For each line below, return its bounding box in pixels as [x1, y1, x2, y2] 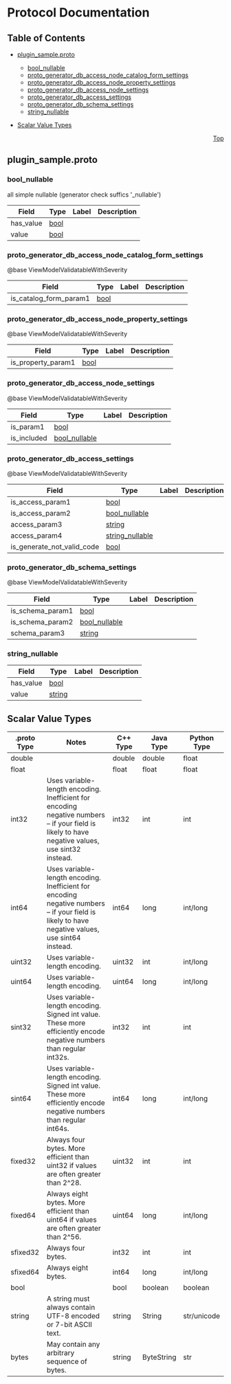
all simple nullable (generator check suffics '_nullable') [7, 190, 162, 199]
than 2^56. [46, 1232, 82, 1242]
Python [189, 734, 214, 743]
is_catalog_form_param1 [10, 294, 91, 303]
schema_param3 [10, 628, 65, 638]
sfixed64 [10, 1267, 40, 1277]
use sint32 [46, 844, 81, 854]
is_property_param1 [10, 358, 76, 367]
